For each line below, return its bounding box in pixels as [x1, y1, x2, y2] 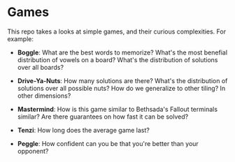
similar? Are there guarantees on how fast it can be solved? [17, 112, 189, 121]
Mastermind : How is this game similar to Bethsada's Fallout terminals [17, 105, 218, 113]
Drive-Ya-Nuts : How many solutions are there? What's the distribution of [17, 76, 228, 84]
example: [7, 34, 34, 43]
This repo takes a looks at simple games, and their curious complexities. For [7, 27, 226, 36]
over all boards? [17, 63, 64, 71]
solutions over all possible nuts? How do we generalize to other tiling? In [17, 84, 226, 92]
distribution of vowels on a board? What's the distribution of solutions [17, 55, 218, 64]
